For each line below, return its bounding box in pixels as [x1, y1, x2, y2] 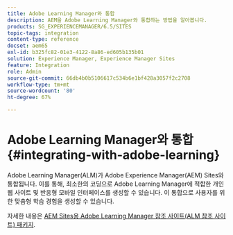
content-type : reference [7, 36, 79, 43]
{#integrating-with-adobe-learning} [7, 147, 221, 163]
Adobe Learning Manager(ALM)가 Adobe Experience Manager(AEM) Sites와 [7, 171, 224, 179]
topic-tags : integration [7, 29, 79, 37]
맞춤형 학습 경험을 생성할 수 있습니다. [14, 197, 114, 205]
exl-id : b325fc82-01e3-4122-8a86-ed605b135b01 [7, 49, 144, 56]
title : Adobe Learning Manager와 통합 [7, 10, 115, 17]
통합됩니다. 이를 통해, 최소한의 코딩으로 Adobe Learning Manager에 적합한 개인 [7, 180, 224, 188]
